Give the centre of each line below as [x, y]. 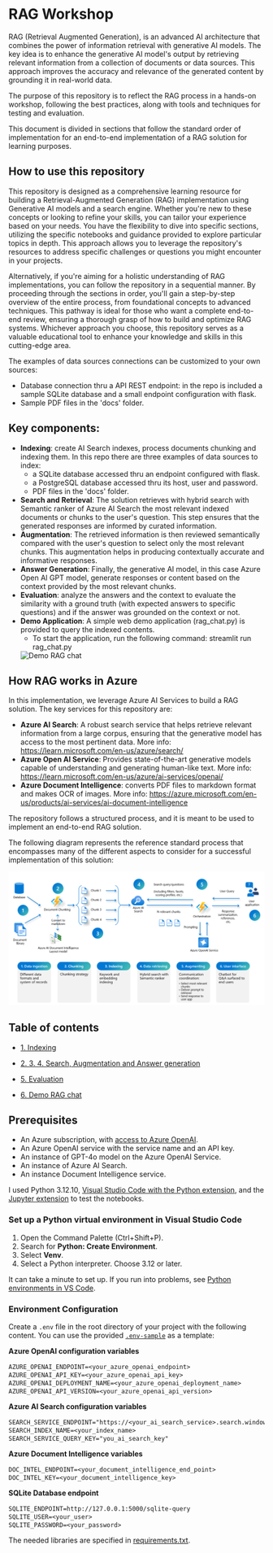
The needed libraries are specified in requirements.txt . [100, 1540]
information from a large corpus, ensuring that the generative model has [141, 734]
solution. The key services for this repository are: [91, 709]
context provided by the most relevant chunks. [98, 586]
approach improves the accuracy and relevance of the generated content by [136, 71]
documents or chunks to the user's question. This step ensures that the [140, 517]
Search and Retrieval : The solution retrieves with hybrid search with [134, 499]
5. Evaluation [41, 1079]
